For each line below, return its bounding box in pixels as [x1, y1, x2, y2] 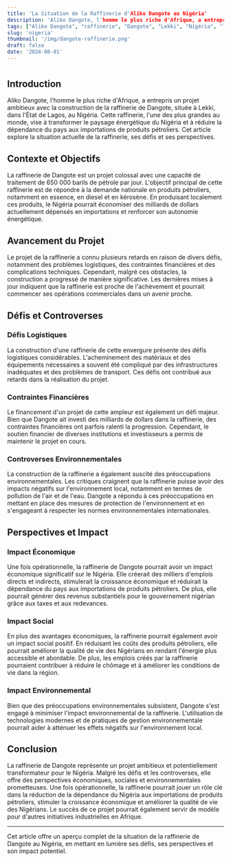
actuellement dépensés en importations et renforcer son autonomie [7, 208, 198, 216]
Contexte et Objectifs [7, 153, 101, 164]
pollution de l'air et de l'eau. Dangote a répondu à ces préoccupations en [7, 492, 214, 500]
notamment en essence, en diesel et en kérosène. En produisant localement [7, 193, 222, 202]
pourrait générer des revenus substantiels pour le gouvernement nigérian [7, 592, 215, 601]
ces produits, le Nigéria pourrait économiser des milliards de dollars [7, 200, 199, 208]
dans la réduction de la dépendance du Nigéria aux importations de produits [7, 790, 223, 799]
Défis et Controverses [7, 310, 103, 321]
